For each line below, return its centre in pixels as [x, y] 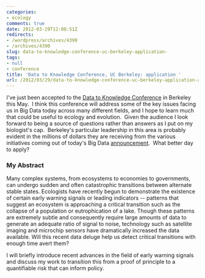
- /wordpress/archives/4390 [42, 40]
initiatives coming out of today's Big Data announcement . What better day [100, 143]
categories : [21, 12]
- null [15, 63]
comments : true [26, 23]
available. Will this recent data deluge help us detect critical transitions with [101, 237]
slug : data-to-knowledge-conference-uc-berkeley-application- [87, 52]
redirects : [20, 35]
